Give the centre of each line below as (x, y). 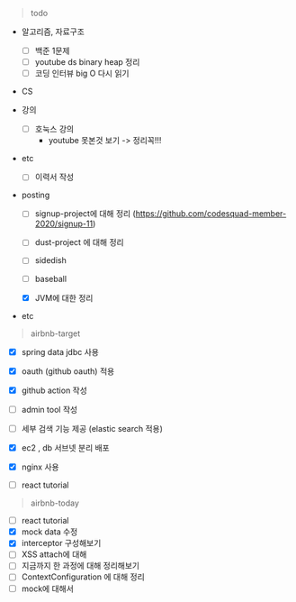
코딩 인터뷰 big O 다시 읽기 (82, 73)
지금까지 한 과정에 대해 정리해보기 (81, 566)
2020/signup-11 (64, 223)
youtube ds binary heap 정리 (87, 62)
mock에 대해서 (47, 588)
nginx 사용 (40, 467)
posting (36, 195)
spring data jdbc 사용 (60, 351)
